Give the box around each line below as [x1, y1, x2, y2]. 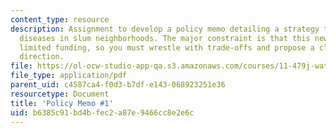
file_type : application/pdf [10, 71, 128, 81]
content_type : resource [10, 14, 110, 25]
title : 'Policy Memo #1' [10, 98, 114, 108]
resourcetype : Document [10, 89, 110, 99]
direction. [19, 52, 65, 62]
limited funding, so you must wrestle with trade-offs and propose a [19, 42, 315, 53]
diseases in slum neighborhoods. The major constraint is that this [19, 33, 311, 43]
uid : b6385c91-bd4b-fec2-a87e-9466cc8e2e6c [10, 107, 195, 118]
